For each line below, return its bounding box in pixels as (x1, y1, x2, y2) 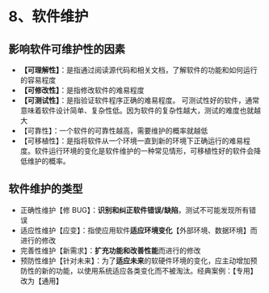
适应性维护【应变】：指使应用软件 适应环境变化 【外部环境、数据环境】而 (19, 225, 258, 235)
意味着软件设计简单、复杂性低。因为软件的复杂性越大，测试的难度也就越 (19, 106, 261, 115)
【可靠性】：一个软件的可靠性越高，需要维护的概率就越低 (19, 126, 208, 135)
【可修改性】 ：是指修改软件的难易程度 (19, 86, 145, 95)
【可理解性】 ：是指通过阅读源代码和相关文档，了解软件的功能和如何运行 (19, 66, 258, 74)
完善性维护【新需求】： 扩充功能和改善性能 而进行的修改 (19, 245, 201, 255)
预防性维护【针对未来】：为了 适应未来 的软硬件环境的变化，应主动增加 (19, 256, 250, 265)
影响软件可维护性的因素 (8, 42, 125, 56)
